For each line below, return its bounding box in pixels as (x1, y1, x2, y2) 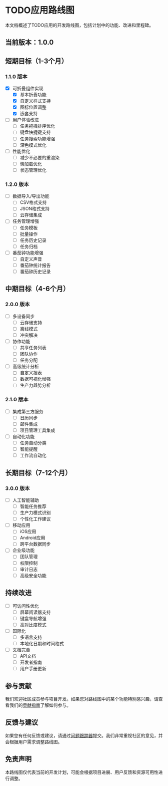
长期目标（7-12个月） (5, 468, 72, 477)
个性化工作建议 (19, 516, 51, 522)
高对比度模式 (19, 622, 46, 628)
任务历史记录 (19, 237, 46, 243)
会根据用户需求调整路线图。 (5, 738, 62, 744)
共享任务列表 (19, 345, 46, 351)
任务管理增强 (12, 218, 39, 224)
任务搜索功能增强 (19, 136, 55, 142)
